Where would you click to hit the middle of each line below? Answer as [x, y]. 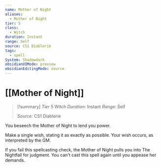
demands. [15, 160]
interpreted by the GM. [28, 140]
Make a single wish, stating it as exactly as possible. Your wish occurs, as [79, 135]
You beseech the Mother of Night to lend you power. [58, 125]
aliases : [14, 14]
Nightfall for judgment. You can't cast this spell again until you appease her [81, 155]
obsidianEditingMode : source [35, 69]
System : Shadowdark [25, 60]
